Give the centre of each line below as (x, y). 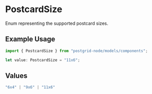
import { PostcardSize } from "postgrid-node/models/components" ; (77, 51)
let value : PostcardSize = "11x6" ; (43, 60)
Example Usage (30, 39)
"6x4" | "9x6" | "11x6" (30, 87)
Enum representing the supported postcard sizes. (57, 23)
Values (16, 76)
